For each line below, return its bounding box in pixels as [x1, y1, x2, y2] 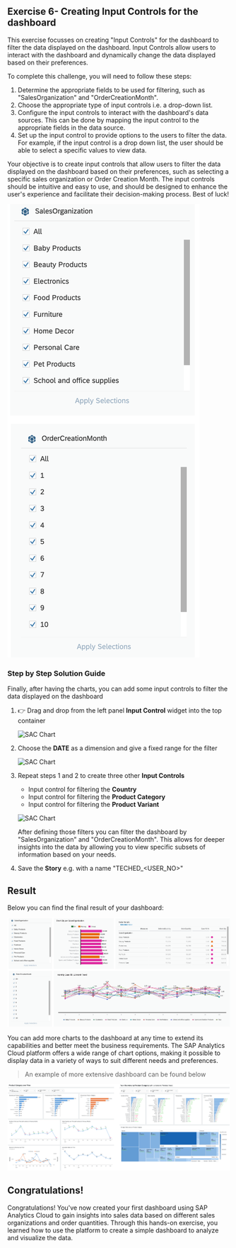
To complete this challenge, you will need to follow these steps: [7, 72, 192, 80]
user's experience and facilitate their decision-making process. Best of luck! [7, 189, 230, 198]
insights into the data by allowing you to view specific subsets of [17, 843, 206, 852]
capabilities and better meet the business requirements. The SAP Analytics [7, 1041, 225, 1049]
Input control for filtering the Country [28, 785, 137, 793]
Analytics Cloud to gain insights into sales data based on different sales [7, 1210, 216, 1219]
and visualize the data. [7, 1233, 73, 1242]
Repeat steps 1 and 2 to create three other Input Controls [17, 771, 185, 780]
